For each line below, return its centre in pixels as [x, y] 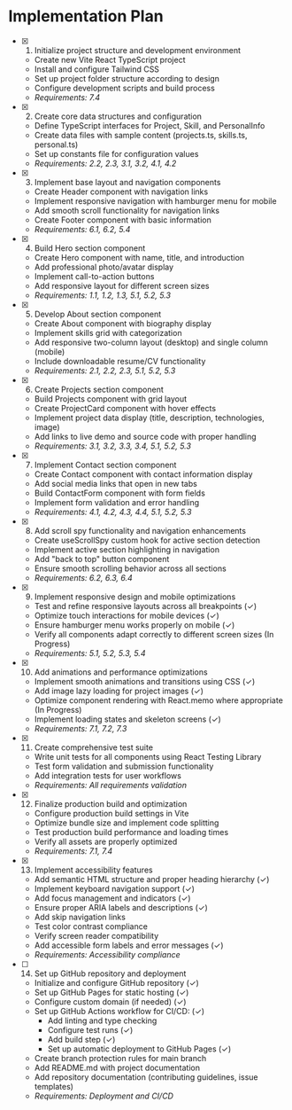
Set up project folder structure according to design [127, 78]
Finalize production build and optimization [111, 803]
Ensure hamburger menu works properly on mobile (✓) [134, 625]
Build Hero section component [90, 248]
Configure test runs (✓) [90, 1029]
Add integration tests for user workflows [108, 775]
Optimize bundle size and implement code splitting [127, 823]
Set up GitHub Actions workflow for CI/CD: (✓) [119, 1011]
